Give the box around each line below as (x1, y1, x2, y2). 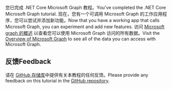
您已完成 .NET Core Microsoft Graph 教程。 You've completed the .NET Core (5, 5, 166, 10)
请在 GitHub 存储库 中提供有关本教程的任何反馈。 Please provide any (5, 72, 148, 78)
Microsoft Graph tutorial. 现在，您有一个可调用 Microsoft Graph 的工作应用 (5, 11, 163, 17)
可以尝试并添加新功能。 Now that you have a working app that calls (18, 17, 160, 23)
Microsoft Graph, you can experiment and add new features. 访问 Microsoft (5, 24, 165, 30)
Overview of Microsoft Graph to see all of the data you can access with (5, 36, 156, 42)
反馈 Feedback (5, 57, 51, 66)
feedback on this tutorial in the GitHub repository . (5, 77, 110, 83)
